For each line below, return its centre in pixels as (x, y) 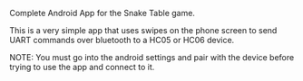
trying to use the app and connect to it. (82, 67)
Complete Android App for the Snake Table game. (102, 13)
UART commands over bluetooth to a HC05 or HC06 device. (122, 40)
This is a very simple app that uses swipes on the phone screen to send (143, 30)
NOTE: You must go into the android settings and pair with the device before (152, 57)
